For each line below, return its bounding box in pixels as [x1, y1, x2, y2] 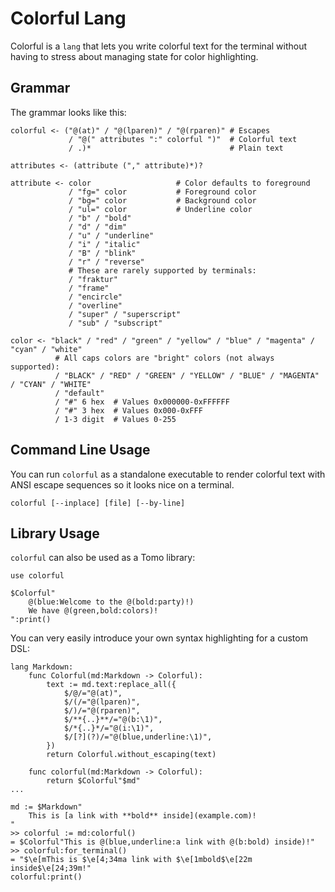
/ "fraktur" [68, 274, 118, 284]
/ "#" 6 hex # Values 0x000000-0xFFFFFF [54, 397, 230, 407]
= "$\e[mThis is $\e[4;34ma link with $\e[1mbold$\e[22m [10, 855, 253, 865]
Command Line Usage [10, 442, 151, 459]
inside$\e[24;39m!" [10, 863, 92, 874]
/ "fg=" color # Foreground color [68, 187, 257, 197]
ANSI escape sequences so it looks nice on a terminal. [10, 478, 235, 491]
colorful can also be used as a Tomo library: [10, 552, 196, 564]
